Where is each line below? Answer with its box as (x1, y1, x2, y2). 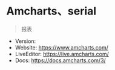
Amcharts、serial (6, 4, 97, 18)
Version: (15, 37, 36, 45)
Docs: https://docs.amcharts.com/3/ (15, 57, 106, 64)
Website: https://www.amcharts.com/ (15, 43, 109, 51)
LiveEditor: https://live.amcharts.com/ (15, 50, 109, 57)
